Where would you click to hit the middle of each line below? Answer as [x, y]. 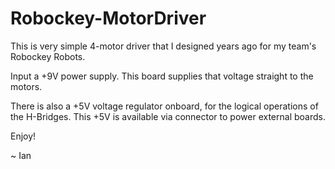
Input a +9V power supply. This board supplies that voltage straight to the [162, 76]
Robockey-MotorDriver [108, 18]
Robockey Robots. [48, 56]
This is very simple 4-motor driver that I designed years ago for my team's [163, 46]
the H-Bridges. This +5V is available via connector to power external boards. [168, 116]
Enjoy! [23, 136]
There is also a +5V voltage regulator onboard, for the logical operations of [164, 106]
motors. [26, 86]
